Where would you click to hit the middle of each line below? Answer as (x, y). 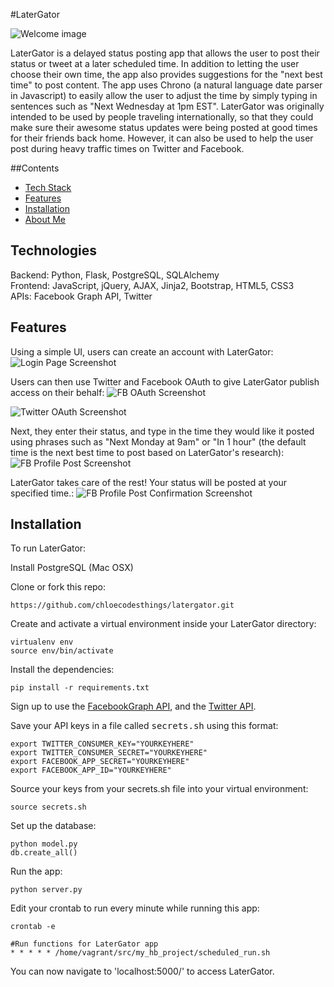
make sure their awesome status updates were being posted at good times (164, 127)
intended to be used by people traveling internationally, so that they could (162, 117)
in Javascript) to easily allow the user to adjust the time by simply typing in (164, 95)
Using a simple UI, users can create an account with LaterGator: (142, 351)
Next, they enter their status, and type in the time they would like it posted (162, 431)
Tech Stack (48, 187)
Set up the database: (53, 826)
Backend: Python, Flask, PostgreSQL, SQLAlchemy (115, 275)
